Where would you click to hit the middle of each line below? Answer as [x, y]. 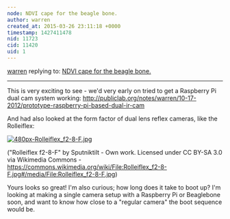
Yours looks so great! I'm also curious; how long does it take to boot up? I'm [114, 187]
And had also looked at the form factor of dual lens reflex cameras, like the [112, 118]
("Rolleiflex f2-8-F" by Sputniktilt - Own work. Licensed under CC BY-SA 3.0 [115, 152]
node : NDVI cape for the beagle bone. [62, 13]
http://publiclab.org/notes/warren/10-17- [139, 98]
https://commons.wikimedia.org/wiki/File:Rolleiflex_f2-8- [87, 167]
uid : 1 [16, 52]
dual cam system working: [44, 98]
